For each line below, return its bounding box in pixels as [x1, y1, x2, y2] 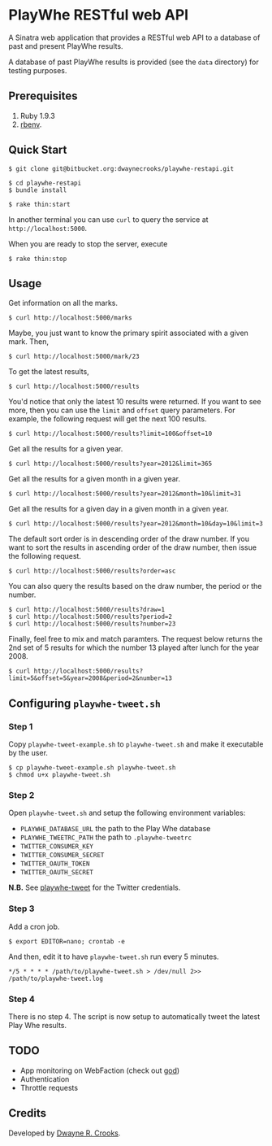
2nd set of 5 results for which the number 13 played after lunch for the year [8, 643, 260, 652]
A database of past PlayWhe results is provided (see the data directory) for [8, 57, 259, 67]
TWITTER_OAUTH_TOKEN [19, 860, 90, 868]
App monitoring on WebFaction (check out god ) [19, 1065, 180, 1075]
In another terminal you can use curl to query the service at [8, 214, 209, 224]
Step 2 [8, 789, 35, 800]
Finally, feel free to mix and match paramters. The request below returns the [8, 634, 263, 644]
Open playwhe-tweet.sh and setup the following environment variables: [8, 808, 246, 818]
